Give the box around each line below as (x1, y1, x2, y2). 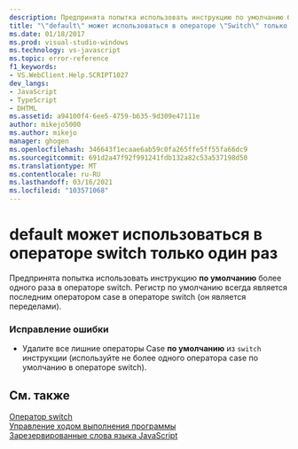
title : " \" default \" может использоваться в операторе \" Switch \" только (9, 21, 288, 30)
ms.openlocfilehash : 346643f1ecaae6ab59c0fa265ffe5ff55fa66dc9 (9, 145, 248, 154)
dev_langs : (9, 79, 50, 88)
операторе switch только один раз (9, 243, 278, 264)
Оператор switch (9, 412, 73, 422)
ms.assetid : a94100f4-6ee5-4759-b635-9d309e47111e (9, 112, 200, 121)
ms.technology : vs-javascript (9, 46, 122, 55)
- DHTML (9, 104, 38, 113)
